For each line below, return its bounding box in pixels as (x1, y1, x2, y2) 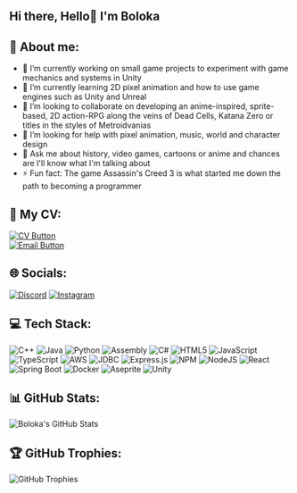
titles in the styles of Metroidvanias (21, 120, 152, 130)
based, (21, 111, 48, 121)
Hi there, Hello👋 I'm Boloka (9, 9, 161, 24)
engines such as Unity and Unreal (21, 91, 147, 103)
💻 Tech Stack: (9, 316, 92, 331)
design (21, 139, 48, 150)
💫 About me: (9, 39, 79, 54)
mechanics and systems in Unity (21, 72, 143, 83)
